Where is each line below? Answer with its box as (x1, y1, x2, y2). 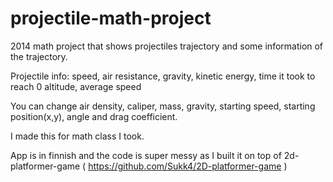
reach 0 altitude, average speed (10, 80, 142, 92)
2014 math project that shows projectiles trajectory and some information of (10, 40, 324, 52)
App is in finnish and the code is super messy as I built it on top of (10, 149, 282, 161)
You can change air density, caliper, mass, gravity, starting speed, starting (10, 100, 316, 112)
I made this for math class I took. (10, 130, 145, 142)
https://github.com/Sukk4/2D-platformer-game (88, 160, 282, 172)
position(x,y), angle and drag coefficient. (10, 110, 178, 122)
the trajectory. (10, 50, 68, 62)
